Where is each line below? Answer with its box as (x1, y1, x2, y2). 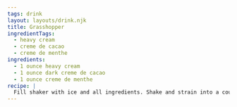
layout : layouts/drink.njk (7, 17, 87, 24)
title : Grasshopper (7, 23, 65, 30)
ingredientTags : (7, 30, 55, 37)
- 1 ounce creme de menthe (13, 75, 93, 83)
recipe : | (7, 82, 37, 89)
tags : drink (7, 10, 42, 18)
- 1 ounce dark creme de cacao (13, 69, 106, 76)
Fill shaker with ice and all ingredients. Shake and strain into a (13, 89, 219, 96)
